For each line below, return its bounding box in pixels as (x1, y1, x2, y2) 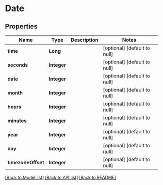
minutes (7, 117, 27, 124)
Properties (5, 22, 38, 31)
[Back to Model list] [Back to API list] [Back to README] (5, 175, 116, 180)
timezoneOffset (7, 159, 45, 166)
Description (70, 37, 98, 43)
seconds (7, 62, 28, 68)
